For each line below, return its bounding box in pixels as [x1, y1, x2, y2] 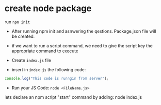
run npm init [4, 19, 30, 25]
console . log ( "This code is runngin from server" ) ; [4, 76, 109, 81]
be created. [11, 33, 35, 39]
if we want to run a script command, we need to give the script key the [11, 43, 153, 48]
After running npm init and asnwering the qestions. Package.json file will [11, 28, 156, 34]
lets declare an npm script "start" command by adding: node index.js [4, 94, 142, 100]
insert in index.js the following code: [11, 66, 86, 73]
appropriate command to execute [11, 48, 79, 54]
